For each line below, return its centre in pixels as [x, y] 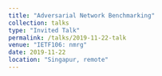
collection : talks [39, 23]
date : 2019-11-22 [37, 52]
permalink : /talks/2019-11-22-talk [67, 38]
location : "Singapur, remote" [59, 60]
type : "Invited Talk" [44, 30]
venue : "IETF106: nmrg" [48, 45]
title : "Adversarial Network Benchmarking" [82, 15]
